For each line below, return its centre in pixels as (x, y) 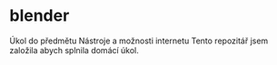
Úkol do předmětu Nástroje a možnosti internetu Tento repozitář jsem (139, 41)
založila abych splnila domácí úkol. (74, 50)
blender (40, 16)
